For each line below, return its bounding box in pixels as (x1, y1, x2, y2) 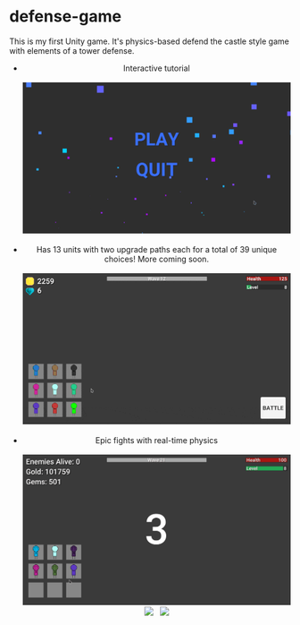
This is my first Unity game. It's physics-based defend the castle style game (9, 36, 290, 47)
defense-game (9, 6, 122, 27)
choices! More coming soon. (104, 253, 210, 264)
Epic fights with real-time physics (95, 434, 219, 445)
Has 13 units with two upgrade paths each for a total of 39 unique (36, 244, 278, 254)
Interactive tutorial (123, 63, 190, 73)
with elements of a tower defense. (9, 45, 135, 56)
